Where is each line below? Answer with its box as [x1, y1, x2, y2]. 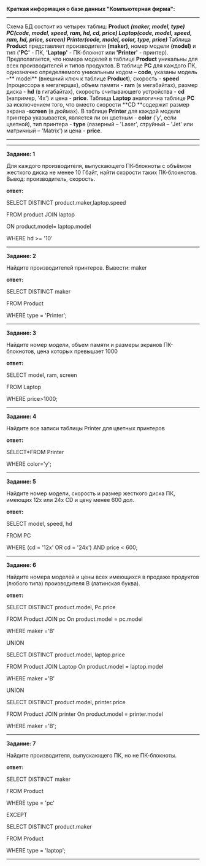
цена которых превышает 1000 [36, 348, 118, 355]
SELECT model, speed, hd [6, 520, 72, 527]
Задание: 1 [6, 150, 36, 158]
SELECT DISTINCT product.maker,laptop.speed [6, 199, 126, 206]
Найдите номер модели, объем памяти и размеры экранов [6, 341, 162, 348]
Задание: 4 [6, 413, 37, 420]
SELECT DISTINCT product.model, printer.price [6, 699, 126, 705]
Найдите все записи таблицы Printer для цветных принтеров [6, 425, 166, 431]
